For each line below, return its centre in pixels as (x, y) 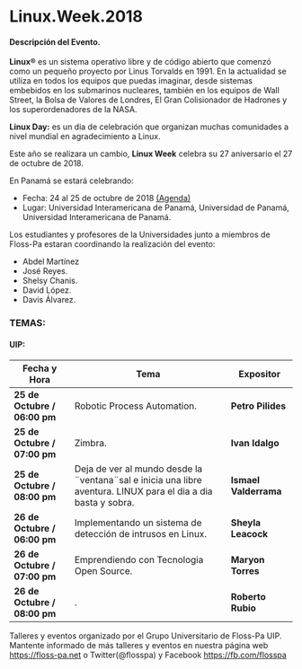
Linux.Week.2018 (76, 17)
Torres (245, 570)
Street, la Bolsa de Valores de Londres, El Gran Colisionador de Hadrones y (148, 100)
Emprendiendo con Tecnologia (139, 559)
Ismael (245, 480)
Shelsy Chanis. (50, 281)
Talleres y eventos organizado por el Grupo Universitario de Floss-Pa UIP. (146, 636)
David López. (47, 290)
